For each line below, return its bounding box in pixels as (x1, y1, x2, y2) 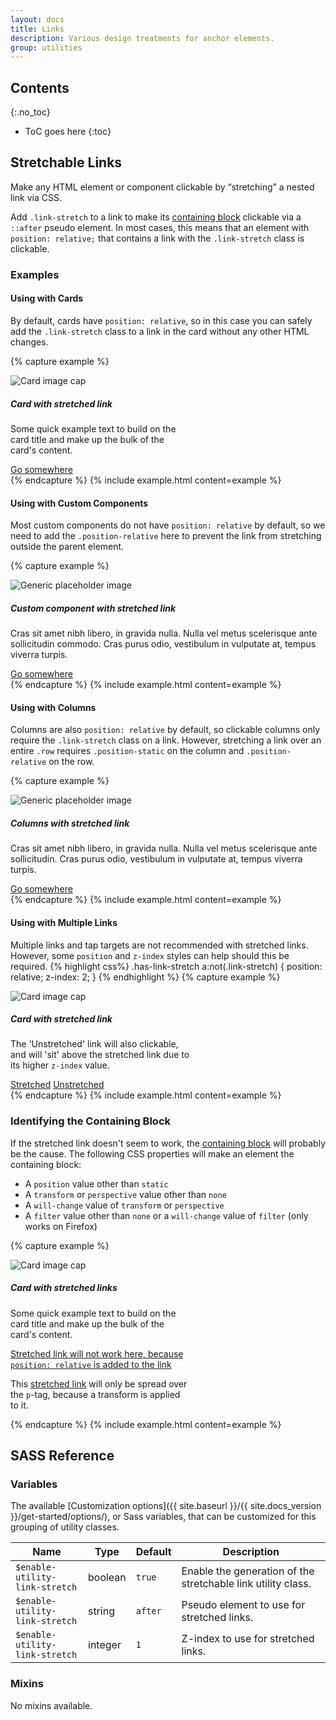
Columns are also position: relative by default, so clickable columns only (10, 724, 321, 736)
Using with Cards (10, 292, 84, 305)
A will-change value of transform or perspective (24, 1199, 225, 1211)
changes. (10, 336, 49, 348)
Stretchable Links (10, 154, 123, 171)
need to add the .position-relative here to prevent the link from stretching (10, 530, 322, 542)
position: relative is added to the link (10, 1358, 172, 1370)
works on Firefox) (24, 1220, 98, 1232)
